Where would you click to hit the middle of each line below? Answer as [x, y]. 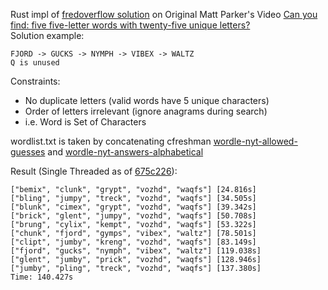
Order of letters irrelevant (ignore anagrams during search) [146, 111]
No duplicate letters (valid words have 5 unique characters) [147, 100]
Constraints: [35, 81]
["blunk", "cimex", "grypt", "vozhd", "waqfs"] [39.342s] [133, 207]
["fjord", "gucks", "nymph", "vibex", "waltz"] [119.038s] [136, 251]
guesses [28, 152]
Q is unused [35, 63]
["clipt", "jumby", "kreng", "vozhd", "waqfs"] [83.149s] [133, 242]
